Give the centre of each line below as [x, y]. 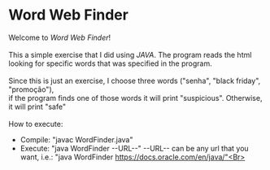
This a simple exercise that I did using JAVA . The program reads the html [130, 54]
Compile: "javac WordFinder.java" [76, 139]
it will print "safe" [37, 107]
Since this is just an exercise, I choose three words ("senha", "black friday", [135, 81]
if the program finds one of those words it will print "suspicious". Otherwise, [135, 98]
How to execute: [36, 124]
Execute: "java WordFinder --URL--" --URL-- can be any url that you [135, 148]
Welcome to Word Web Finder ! [60, 37]
